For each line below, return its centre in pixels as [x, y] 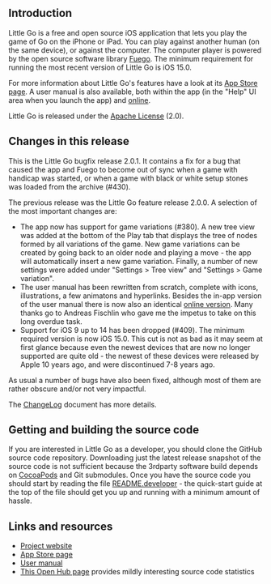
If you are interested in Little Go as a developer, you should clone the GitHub [135, 450]
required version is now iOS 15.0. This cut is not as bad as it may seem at [141, 339]
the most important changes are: [63, 211]
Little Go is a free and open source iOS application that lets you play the [128, 32]
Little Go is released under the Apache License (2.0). [96, 116]
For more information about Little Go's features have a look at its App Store [133, 83]
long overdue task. [51, 321]
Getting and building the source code [104, 430]
